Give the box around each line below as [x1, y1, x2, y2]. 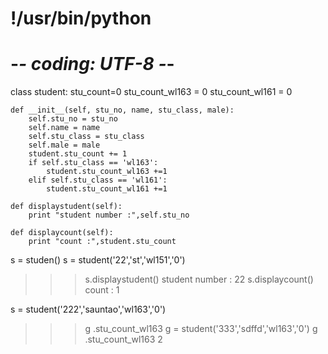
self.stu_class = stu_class [28, 132, 145, 142]
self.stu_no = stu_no [28, 114, 118, 124]
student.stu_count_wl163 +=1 [46, 167, 168, 177]
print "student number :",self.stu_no [28, 210, 190, 221]
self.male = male [28, 140, 101, 151]
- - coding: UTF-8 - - [10, 53, 175, 76]
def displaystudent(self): [10, 202, 123, 212]
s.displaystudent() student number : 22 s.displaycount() [84, 273, 314, 286]
